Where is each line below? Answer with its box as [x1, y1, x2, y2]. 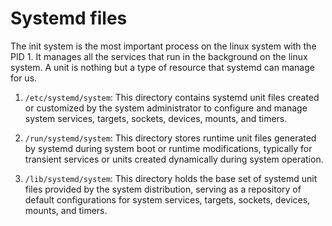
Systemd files [10, 7, 128, 30]
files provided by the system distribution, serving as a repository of [24, 183, 302, 195]
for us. [10, 72, 38, 84]
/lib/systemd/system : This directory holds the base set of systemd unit [24, 172, 318, 184]
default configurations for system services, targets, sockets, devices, [24, 193, 311, 206]
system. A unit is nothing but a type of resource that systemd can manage [10, 61, 315, 73]
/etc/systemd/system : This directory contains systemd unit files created [24, 91, 320, 103]
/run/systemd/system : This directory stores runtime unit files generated [24, 132, 317, 144]
